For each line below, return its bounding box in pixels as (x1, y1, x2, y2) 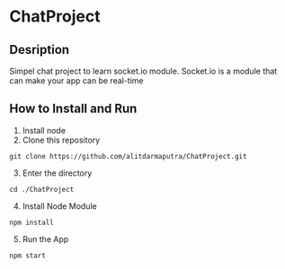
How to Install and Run (9, 101, 138, 117)
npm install (9, 218, 54, 227)
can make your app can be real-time (9, 75, 144, 86)
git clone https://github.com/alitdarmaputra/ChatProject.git (9, 152, 247, 161)
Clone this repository (22, 134, 101, 145)
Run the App (22, 233, 69, 244)
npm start (9, 251, 47, 260)
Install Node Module (22, 200, 97, 212)
